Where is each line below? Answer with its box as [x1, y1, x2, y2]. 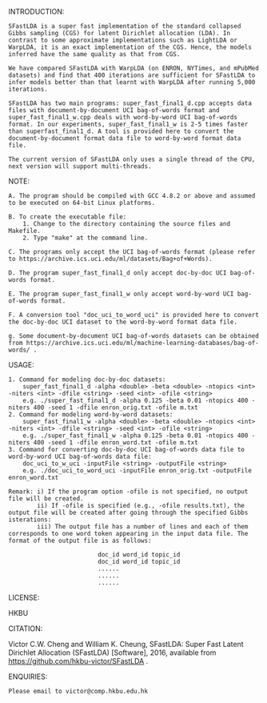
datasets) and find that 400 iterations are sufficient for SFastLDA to [8, 71, 256, 79]
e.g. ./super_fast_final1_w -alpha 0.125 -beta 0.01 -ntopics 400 [22, 432, 249, 440]
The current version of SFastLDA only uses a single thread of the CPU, [8, 155, 256, 163]
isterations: [8, 516, 52, 524]
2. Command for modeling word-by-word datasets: [8, 411, 173, 419]
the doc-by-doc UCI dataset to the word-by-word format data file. [8, 318, 238, 326]
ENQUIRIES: [8, 672, 48, 681]
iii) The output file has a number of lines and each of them [37, 523, 249, 531]
